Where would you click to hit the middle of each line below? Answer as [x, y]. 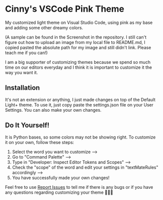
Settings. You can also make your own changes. [53, 110]
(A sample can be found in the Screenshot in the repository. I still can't [76, 37]
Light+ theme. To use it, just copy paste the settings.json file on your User [79, 105]
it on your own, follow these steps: [40, 142]
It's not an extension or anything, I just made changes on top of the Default [80, 100]
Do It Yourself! [27, 125]
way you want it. [21, 72]
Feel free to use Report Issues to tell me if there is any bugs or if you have [79, 187]
